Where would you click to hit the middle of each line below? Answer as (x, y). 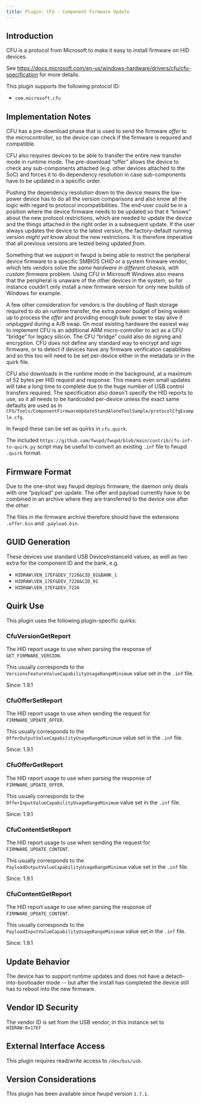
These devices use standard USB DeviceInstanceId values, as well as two (97, 556)
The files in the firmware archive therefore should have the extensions (93, 517)
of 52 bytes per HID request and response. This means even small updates (98, 380)
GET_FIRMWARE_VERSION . (34, 655)
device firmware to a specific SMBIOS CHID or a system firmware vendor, (97, 262)
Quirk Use (25, 606)
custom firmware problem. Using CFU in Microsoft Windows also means (95, 274)
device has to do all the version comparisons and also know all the (105, 199)
